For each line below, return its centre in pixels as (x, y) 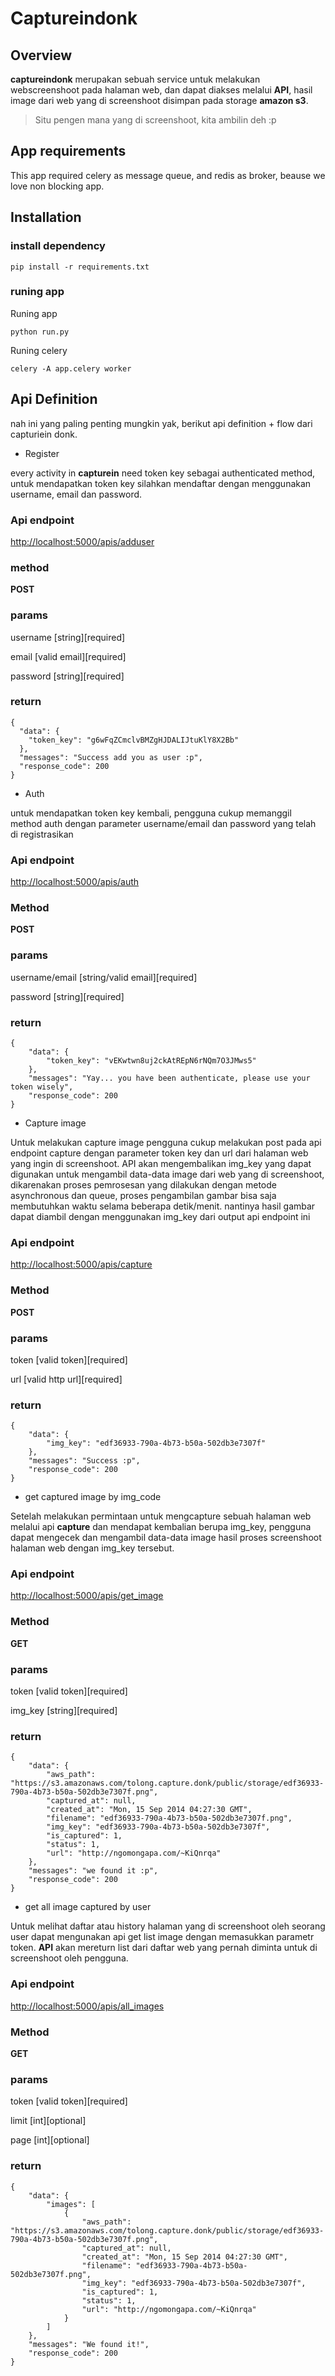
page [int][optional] (50, 2140)
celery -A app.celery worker (71, 368)
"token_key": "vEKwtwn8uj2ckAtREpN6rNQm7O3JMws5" (151, 1060)
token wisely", (42, 1087)
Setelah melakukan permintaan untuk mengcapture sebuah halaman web (161, 1516)
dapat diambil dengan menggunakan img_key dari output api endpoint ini (160, 1216)
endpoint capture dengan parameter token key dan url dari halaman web (159, 1153)
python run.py (40, 332)
